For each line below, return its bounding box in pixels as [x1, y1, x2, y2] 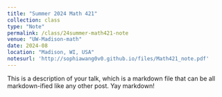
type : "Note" [7, 23, 45, 30]
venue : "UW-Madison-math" [7, 36, 82, 43]
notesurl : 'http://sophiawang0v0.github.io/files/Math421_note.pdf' [7, 55, 210, 62]
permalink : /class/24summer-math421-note [7, 29, 129, 37]
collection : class [7, 17, 60, 24]
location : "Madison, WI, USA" [7, 49, 95, 56]
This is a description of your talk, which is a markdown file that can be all [7, 74, 216, 82]
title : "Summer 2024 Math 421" [7, 10, 98, 17]
